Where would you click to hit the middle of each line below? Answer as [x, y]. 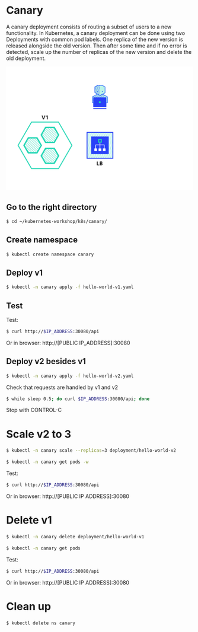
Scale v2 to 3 [39, 434]
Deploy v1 [25, 272]
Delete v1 [29, 520]
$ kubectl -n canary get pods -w [47, 462]
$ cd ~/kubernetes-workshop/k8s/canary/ [57, 221]
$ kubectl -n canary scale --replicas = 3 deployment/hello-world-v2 [91, 451]
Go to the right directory [52, 207]
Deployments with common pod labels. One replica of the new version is [95, 39]
